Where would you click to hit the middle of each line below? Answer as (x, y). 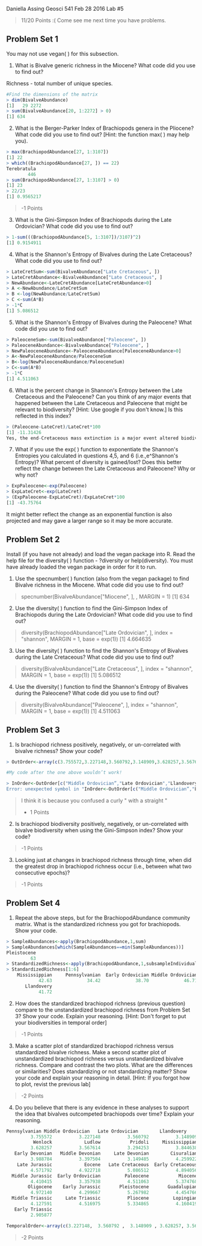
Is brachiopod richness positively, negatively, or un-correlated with (98, 744)
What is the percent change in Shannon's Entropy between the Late (99, 390)
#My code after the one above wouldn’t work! (64, 773)
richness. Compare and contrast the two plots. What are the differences (104, 1065)
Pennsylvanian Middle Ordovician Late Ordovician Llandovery (96, 1131)
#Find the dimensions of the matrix (52, 94)
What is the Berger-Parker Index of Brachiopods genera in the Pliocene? (104, 128)
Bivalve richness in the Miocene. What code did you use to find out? (99, 585)
